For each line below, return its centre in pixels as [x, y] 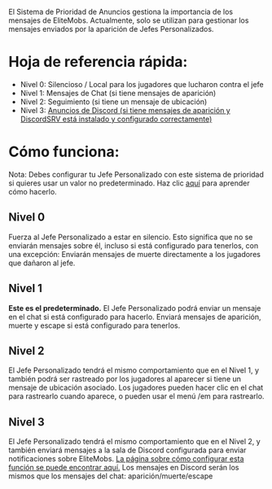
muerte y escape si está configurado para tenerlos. [94, 325]
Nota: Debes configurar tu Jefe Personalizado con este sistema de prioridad [136, 174]
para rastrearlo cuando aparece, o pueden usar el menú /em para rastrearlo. [136, 396]
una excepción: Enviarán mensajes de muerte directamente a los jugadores [134, 254]
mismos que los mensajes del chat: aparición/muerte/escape [111, 476]
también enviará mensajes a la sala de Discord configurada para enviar [127, 450]
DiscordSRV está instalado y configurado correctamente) [116, 119]
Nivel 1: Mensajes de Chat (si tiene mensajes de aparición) [118, 93]
